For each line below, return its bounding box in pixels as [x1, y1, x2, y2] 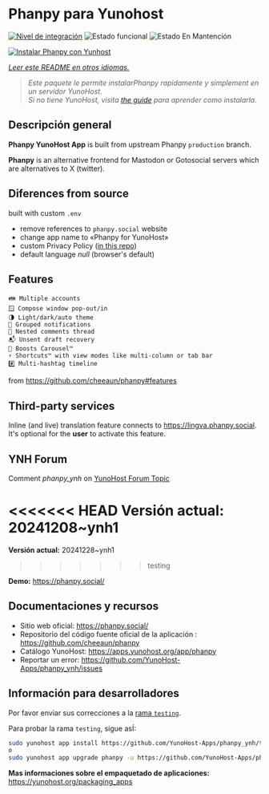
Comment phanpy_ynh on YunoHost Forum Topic [8, 474, 170, 483]
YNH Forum [8, 452, 68, 466]
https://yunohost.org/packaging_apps [8, 777, 133, 787]
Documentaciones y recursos [8, 599, 159, 614]
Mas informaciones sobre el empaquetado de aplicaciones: [8, 768, 210, 778]
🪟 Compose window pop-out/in [8, 305, 108, 313]
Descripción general [8, 118, 112, 132]
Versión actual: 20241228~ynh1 [8, 545, 114, 554]
